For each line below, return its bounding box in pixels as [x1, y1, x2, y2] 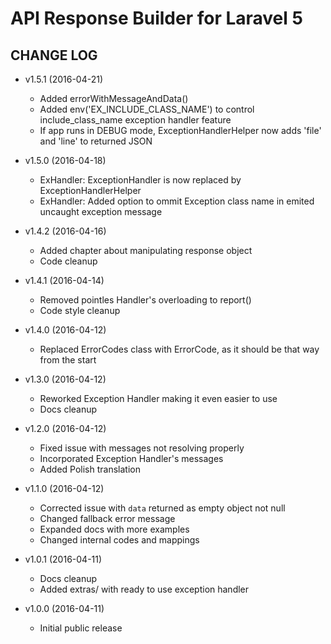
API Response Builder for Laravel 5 [10, 7, 303, 30]
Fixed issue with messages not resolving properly [39, 442, 245, 454]
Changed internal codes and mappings [39, 534, 200, 546]
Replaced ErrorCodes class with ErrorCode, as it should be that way [39, 343, 320, 355]
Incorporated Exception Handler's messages [39, 453, 224, 464]
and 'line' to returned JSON [39, 135, 153, 147]
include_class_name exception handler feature [39, 114, 232, 126]
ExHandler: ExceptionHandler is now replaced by [39, 174, 242, 186]
